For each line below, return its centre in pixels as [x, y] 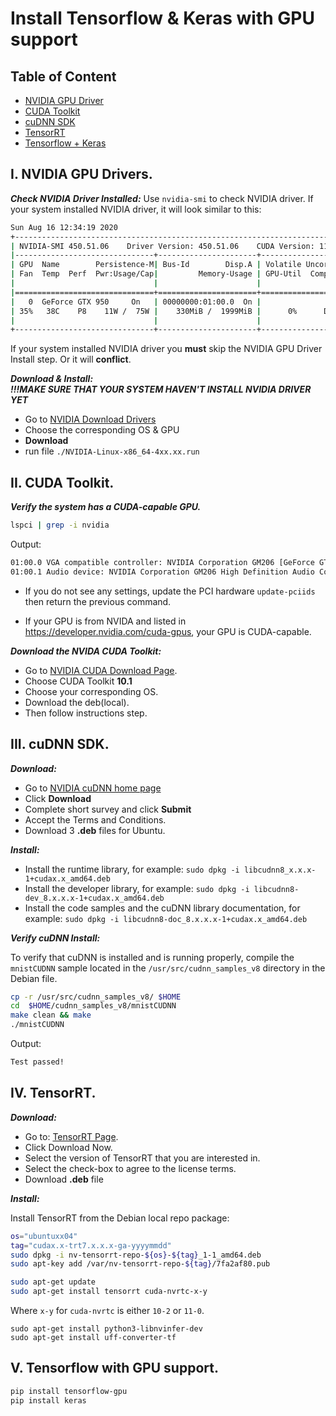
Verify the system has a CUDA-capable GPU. [106, 507]
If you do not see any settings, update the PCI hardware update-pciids [170, 591]
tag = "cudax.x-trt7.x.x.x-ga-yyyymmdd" [91, 1245]
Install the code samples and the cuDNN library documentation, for [162, 908]
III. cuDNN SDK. [60, 744]
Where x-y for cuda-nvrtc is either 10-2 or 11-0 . [107, 1310]
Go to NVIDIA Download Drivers [90, 419]
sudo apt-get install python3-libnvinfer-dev [106, 1329]
